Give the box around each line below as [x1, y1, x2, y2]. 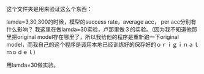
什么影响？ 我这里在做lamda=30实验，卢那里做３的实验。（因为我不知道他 [6, 26, 192, 33]
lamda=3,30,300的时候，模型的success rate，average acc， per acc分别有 [6, 18, 197, 25]
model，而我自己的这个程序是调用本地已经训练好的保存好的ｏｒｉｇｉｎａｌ [6, 41, 199, 48]
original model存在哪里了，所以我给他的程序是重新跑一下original [17, 33, 179, 41]
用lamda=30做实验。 [6, 61, 59, 69]
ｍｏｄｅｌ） [6, 49, 39, 56]
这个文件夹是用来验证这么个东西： [6, 5, 93, 12]
